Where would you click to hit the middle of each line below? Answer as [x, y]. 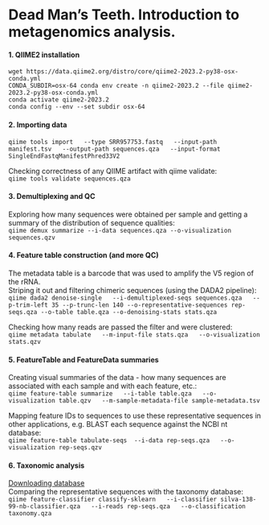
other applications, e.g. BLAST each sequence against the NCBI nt [118, 424]
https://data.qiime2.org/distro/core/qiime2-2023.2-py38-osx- [132, 72]
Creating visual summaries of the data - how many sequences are [117, 378]
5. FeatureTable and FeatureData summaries [84, 359]
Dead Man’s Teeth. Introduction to [124, 15]
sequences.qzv [32, 238]
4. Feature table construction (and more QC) [84, 255]
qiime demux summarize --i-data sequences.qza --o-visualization [120, 230]
